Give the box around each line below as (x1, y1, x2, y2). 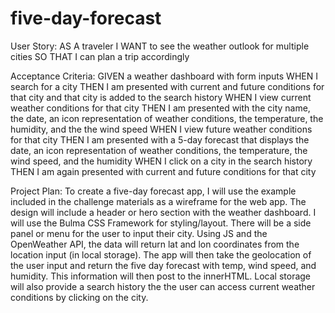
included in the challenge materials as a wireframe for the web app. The (10, 195, 307, 207)
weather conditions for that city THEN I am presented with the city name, (10, 102, 311, 114)
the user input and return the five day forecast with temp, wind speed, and (10, 259, 317, 271)
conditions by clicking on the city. (10, 291, 149, 303)
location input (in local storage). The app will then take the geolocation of (10, 248, 312, 261)
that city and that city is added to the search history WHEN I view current (10, 91, 312, 103)
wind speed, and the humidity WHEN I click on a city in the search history (10, 155, 313, 167)
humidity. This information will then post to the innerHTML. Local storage (10, 270, 312, 282)
